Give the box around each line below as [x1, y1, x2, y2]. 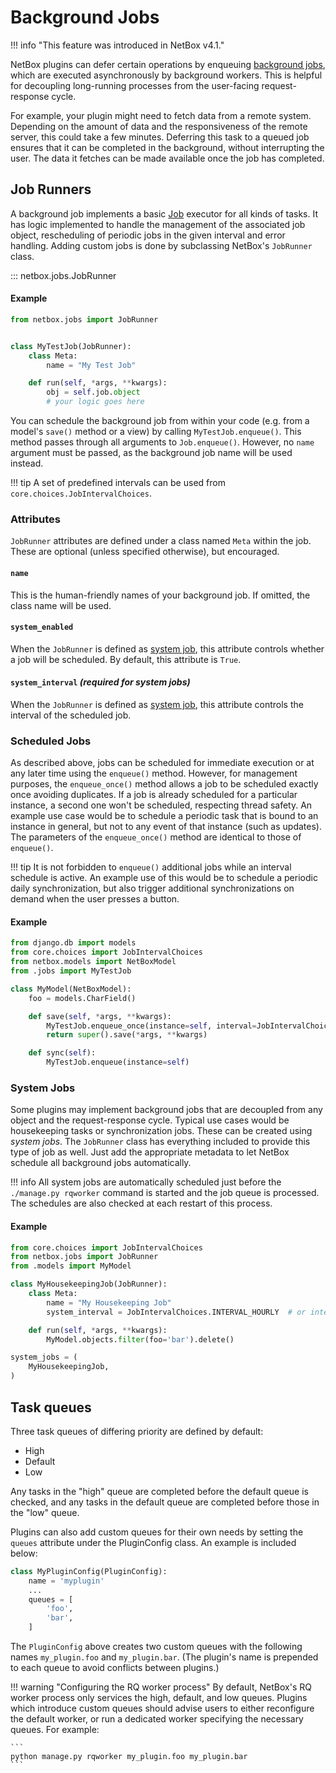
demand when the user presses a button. [10, 893, 180, 905]
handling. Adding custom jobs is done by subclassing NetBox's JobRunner [10, 239, 313, 251]
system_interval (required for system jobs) [10, 676, 191, 688]
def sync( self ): [28, 1048, 97, 1058]
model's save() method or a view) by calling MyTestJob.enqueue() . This [10, 426, 302, 438]
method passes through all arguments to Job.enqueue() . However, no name [10, 436, 315, 448]
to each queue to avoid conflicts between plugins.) [10, 1662, 220, 1674]
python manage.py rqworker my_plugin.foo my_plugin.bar [10, 1752, 248, 1762]
